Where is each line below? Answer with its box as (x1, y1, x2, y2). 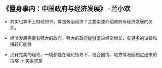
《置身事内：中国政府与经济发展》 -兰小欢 (2, 4, 131, 13)
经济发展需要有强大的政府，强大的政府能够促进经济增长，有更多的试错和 (9, 35, 157, 41)
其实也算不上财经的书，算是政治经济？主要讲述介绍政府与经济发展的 (9, 19, 149, 24)
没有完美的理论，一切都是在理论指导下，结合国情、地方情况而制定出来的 (9, 51, 157, 57)
